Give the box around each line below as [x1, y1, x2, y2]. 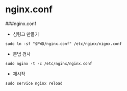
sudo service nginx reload [5, 81, 63, 86]
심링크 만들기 [12, 31, 39, 37]
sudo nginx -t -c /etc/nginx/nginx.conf [5, 61, 93, 66]
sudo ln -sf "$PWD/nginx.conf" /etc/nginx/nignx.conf [5, 41, 122, 47]
